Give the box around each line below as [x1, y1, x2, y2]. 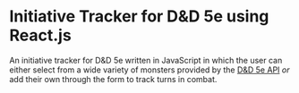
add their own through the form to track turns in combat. [9, 73, 218, 84]
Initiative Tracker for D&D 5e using [9, 6, 269, 27]
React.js [9, 25, 72, 46]
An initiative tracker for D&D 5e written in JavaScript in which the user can [9, 55, 283, 65]
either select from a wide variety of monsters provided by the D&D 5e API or [9, 64, 290, 75]
